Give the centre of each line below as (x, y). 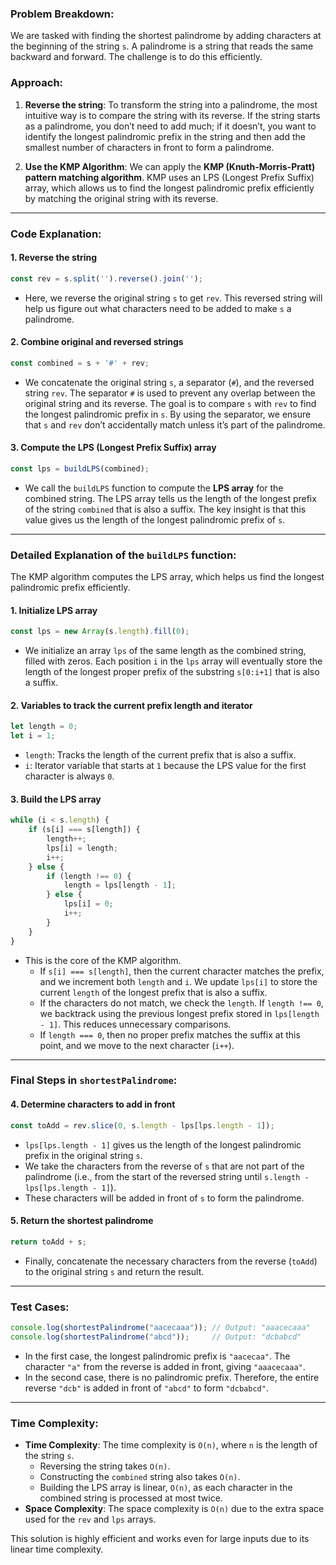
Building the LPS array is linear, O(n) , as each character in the (166, 1487)
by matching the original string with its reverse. (121, 198)
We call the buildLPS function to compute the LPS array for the (154, 488)
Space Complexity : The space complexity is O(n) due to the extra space (174, 1508)
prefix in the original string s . (83, 1155)
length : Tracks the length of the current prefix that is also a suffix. (160, 755)
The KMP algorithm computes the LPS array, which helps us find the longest (167, 577)
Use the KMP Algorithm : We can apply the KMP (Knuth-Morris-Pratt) (170, 166)
